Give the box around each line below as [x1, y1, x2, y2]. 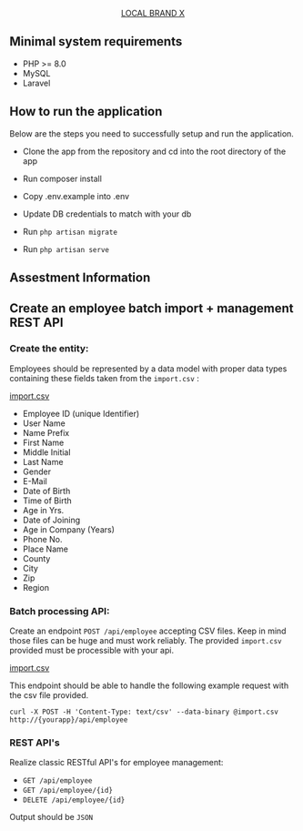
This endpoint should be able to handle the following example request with [9, 680, 289, 691]
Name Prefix [22, 427, 70, 438]
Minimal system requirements [9, 34, 183, 49]
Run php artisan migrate [22, 226, 118, 237]
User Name [22, 418, 66, 429]
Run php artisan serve [22, 243, 109, 254]
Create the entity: [9, 342, 89, 355]
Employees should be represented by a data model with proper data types [9, 363, 288, 374]
